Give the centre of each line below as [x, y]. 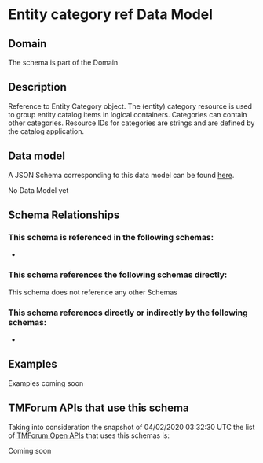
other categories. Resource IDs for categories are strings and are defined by [131, 123]
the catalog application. [46, 131]
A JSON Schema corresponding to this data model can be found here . [121, 175]
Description [37, 87]
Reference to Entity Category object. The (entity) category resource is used [130, 106]
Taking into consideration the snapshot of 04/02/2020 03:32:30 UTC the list [131, 427]
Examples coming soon [46, 383]
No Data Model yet [38, 190]
